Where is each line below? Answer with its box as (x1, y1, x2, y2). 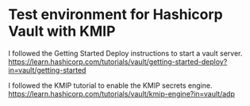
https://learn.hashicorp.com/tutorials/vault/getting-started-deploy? (8, 57, 228, 66)
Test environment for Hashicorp (8, 6, 224, 24)
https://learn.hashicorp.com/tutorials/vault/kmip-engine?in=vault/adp (8, 89, 236, 98)
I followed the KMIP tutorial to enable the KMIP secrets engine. (8, 81, 213, 90)
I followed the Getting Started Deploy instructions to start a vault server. (8, 48, 243, 58)
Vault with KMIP (8, 22, 116, 40)
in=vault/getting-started (8, 65, 87, 74)
